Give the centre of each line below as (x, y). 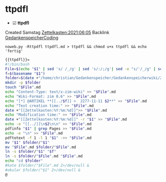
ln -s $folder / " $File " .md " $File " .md (44, 156)
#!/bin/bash (17, 64)
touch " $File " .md (23, 88)
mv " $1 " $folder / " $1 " (27, 142)
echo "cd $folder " (24, 161)
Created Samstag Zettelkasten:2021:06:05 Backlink (57, 32)
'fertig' (14, 51)
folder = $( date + (22, 78)
